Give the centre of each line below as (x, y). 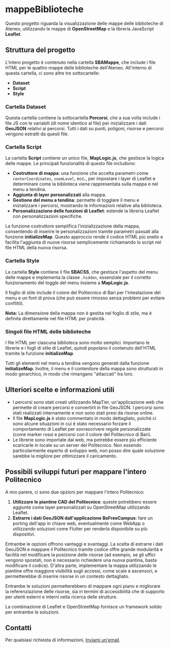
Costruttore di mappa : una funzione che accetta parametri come (80, 173)
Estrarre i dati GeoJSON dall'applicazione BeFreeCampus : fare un (83, 518)
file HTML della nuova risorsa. (36, 248)
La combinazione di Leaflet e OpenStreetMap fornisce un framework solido (83, 606)
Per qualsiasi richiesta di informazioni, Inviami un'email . (63, 640)
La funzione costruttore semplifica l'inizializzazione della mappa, (73, 226)
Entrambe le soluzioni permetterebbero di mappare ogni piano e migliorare (83, 586)
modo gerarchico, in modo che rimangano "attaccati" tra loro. (70, 374)
